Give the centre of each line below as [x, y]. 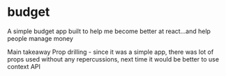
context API [24, 66]
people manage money [40, 38]
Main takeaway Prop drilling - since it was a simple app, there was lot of [111, 52]
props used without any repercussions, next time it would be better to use [113, 59]
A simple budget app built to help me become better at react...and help [109, 31]
